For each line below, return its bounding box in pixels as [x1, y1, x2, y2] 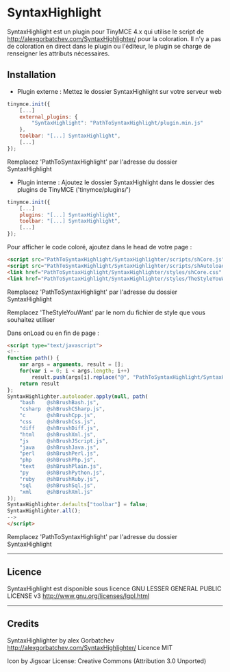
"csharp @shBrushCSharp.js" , [19, 406, 106, 412]
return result [19, 380, 60, 387]
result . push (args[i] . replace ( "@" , [31, 373, 130, 381]
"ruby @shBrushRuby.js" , [19, 475, 99, 482]
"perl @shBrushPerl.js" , [19, 450, 99, 457]
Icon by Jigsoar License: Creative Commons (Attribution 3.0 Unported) [7, 656, 207, 665]
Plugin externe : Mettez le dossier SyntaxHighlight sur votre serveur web [16, 87, 222, 95]
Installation [7, 69, 56, 81]
